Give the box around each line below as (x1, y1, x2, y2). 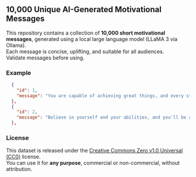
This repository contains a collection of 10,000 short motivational (6, 29, 165, 36)
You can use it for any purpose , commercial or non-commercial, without (6, 159, 180, 166)
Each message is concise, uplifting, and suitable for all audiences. (6, 48, 164, 55)
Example (6, 68, 32, 77)
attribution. (6, 166, 33, 173)
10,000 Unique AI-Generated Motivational (6, 5, 162, 15)
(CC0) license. (6, 153, 41, 160)
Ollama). (6, 41, 26, 48)
